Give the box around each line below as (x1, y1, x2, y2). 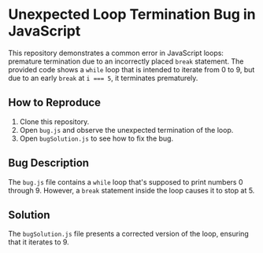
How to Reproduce (8, 96, 101, 109)
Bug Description (8, 156, 89, 170)
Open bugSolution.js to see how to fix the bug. (19, 134, 174, 143)
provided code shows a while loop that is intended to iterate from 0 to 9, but (8, 64, 255, 74)
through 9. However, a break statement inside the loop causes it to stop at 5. (8, 185, 255, 195)
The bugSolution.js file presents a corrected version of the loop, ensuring (8, 229, 250, 239)
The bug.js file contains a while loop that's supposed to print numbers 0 (8, 177, 243, 186)
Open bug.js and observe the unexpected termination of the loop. (19, 125, 234, 134)
